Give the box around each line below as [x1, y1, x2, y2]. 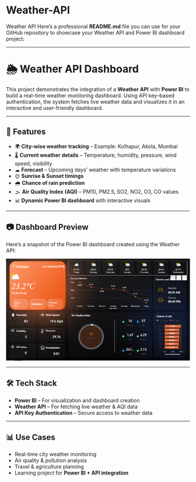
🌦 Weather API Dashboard [6, 63, 139, 76]
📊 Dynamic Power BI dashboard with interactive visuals [14, 197, 150, 204]
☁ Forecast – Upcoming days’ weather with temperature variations [14, 166, 176, 173]
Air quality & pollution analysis [14, 457, 87, 464]
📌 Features [6, 127, 46, 137]
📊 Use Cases [6, 432, 55, 442]
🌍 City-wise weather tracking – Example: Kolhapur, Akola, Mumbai [14, 143, 178, 150]
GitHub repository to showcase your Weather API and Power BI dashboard [6, 29, 185, 36]
